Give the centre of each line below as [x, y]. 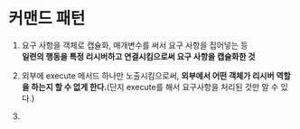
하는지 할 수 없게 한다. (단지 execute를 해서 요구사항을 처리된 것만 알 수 [155, 87]
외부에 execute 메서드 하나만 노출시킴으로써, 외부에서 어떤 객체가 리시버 [148, 75]
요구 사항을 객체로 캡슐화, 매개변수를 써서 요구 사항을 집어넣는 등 [135, 45]
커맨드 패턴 [47, 18]
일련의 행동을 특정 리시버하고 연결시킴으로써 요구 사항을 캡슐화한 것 [138, 56]
